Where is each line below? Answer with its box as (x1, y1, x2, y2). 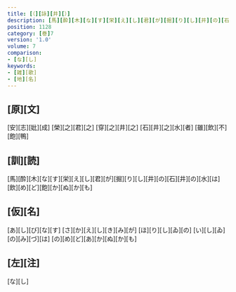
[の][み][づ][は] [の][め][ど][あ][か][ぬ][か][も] (7, 234, 137, 243)
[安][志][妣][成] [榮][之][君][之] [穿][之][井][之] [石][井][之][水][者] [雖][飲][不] (7, 124, 228, 132)
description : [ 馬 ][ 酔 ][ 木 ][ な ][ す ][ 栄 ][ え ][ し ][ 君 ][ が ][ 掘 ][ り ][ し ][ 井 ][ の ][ (7, 17, 225, 24)
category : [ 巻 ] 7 (7, 29, 54, 37)
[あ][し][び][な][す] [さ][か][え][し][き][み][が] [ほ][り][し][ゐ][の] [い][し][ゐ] (7, 225, 226, 234)
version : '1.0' (7, 36, 52, 44)
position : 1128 (7, 23, 52, 30)
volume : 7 (7, 43, 37, 50)
